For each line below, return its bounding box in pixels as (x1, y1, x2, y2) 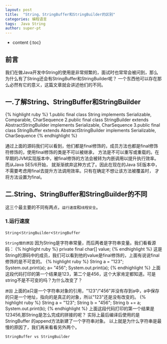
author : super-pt (5, 26, 41, 31)
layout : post (5, 7, 32, 12)
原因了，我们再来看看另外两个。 (13, 324, 80, 330)
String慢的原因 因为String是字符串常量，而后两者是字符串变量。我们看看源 (5, 240, 156, 246)
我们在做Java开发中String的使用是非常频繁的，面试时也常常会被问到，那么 (5, 69, 159, 75)
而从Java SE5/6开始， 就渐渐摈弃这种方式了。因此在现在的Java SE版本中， (5, 162, 160, 168)
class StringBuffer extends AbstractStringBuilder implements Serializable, (5, 127, 156, 133)
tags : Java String (5, 21, 46, 26)
